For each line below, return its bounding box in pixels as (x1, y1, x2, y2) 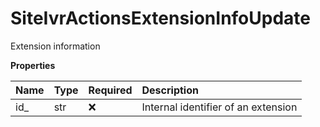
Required (88, 83, 133, 97)
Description (141, 83, 199, 97)
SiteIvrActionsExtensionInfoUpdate (10, 7, 312, 30)
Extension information (10, 40, 101, 52)
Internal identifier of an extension (141, 100, 298, 114)
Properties (10, 59, 56, 71)
